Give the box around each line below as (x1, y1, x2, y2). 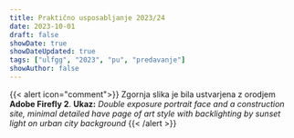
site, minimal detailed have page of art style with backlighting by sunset (9, 108, 281, 119)
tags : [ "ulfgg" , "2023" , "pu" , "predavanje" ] (9, 55, 185, 64)
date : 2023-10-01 (9, 22, 76, 31)
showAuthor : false (9, 64, 79, 74)
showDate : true (9, 38, 68, 48)
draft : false (9, 30, 59, 39)
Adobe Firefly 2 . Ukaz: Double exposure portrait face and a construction (9, 98, 285, 109)
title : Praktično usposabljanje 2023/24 (9, 13, 166, 23)
